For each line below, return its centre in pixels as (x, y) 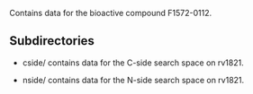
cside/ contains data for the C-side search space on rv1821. (133, 63)
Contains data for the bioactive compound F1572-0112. (111, 13)
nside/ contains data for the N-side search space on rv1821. (133, 80)
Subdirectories (52, 41)
